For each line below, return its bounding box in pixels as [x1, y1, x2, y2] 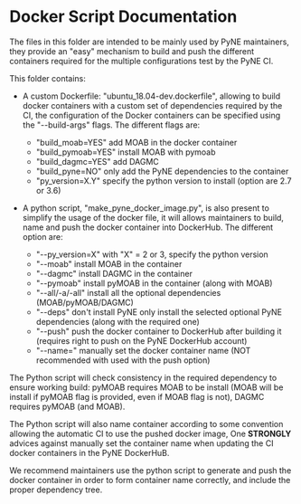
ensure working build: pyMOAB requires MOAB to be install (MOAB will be [9, 382, 284, 393]
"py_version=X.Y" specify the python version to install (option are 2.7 [35, 175, 292, 186]
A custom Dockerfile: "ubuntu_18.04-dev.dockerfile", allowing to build [22, 90, 281, 101]
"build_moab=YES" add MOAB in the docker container [35, 137, 238, 147]
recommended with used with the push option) [35, 355, 211, 366]
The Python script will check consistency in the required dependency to [9, 372, 277, 383]
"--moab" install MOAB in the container [35, 258, 183, 269]
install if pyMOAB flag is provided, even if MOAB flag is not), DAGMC [9, 391, 265, 402]
